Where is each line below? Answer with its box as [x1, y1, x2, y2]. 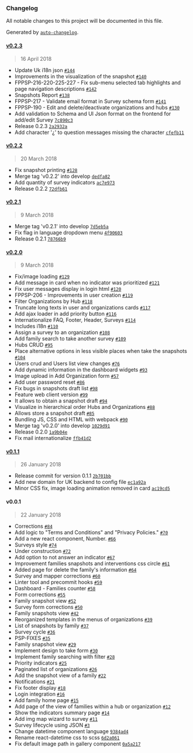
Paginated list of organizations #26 [14, 665, 98, 672]
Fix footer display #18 [14, 684, 66, 691]
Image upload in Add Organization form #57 [14, 373, 119, 380]
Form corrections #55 [14, 591, 66, 598]
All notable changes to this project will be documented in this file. [6, 18, 164, 25]
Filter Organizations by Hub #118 [14, 298, 93, 305]
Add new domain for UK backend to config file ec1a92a [14, 479, 146, 486]
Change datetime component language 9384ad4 [14, 727, 129, 735]
